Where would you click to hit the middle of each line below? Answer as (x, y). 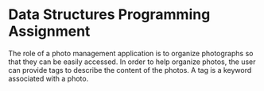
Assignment (49, 31)
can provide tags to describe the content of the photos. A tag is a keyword (130, 70)
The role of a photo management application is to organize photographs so (131, 53)
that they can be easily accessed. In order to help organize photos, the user (132, 62)
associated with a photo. (49, 78)
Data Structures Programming (109, 15)
